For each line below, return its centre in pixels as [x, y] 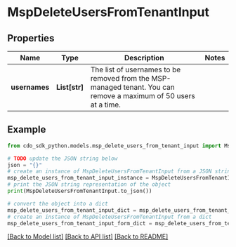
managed [106, 87]
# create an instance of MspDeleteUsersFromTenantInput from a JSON [110, 172]
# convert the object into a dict [58, 203]
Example [27, 129]
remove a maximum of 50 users [143, 96]
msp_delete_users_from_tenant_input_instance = [78, 178]
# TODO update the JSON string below [63, 159]
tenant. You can [149, 87]
